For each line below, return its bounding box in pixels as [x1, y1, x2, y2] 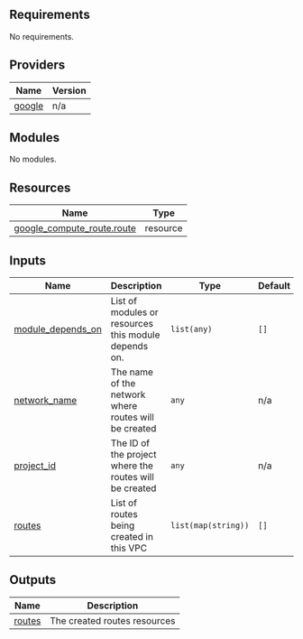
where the [110, 459, 153, 472]
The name [110, 366, 153, 378]
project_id [14, 459, 57, 472]
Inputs [9, 253, 47, 268]
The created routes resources [49, 614, 176, 626]
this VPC [110, 542, 147, 554]
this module [110, 329, 161, 341]
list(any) [170, 324, 213, 335]
